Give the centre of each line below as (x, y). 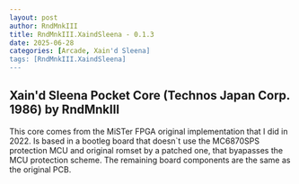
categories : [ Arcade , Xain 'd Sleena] (80, 51)
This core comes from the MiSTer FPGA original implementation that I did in (149, 131)
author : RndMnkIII (44, 26)
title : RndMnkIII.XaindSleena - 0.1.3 (82, 34)
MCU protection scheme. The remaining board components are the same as (150, 160)
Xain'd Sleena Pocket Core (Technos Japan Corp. (149, 96)
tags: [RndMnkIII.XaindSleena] (68, 59)
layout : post (34, 18)
